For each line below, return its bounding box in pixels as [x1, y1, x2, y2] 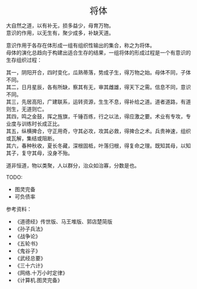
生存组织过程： [6, 56, 42, 63]
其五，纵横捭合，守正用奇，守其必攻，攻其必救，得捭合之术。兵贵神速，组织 [6, 128, 191, 134]
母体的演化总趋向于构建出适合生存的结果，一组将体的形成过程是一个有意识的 [6, 49, 191, 56]
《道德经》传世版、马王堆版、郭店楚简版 [14, 218, 113, 225]
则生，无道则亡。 [6, 106, 47, 113]
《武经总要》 [14, 255, 46, 261]
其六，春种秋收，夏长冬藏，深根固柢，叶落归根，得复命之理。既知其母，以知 [6, 142, 191, 149]
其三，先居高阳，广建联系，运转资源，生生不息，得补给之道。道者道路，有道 [6, 98, 191, 105]
